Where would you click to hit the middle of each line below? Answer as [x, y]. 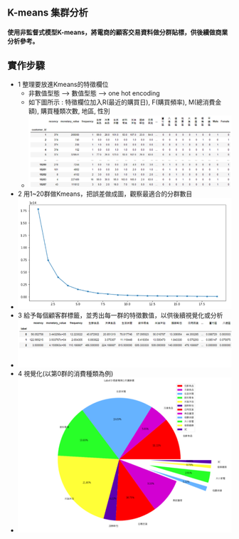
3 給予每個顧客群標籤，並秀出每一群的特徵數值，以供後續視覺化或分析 [120, 315]
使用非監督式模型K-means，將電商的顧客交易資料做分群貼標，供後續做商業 [118, 32]
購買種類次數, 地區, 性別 [75, 111]
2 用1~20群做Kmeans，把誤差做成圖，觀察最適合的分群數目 [105, 194]
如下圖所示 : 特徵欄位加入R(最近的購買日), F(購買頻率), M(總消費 [122, 102]
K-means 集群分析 [48, 13]
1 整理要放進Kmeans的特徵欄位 [63, 84]
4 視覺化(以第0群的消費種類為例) [65, 373]
